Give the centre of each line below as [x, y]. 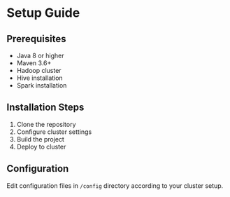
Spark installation [42, 85]
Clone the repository [46, 124]
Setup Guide [43, 13]
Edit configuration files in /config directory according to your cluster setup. [115, 185]
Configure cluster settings [54, 132]
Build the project [40, 139]
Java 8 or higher [40, 55]
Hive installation [40, 78]
